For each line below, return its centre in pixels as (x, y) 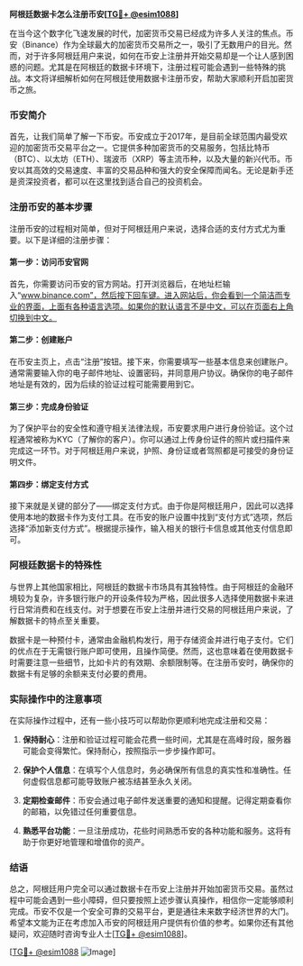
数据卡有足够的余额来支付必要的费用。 (80, 673)
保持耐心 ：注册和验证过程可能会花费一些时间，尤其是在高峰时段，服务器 (156, 739)
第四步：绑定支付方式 (49, 484)
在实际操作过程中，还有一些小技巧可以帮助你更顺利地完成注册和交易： (140, 720)
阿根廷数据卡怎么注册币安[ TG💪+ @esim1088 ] (94, 14)
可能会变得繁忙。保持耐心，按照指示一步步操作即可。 (121, 751)
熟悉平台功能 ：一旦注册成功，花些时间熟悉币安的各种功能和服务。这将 (153, 831)
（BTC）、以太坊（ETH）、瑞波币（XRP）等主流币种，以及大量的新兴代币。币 (151, 159)
